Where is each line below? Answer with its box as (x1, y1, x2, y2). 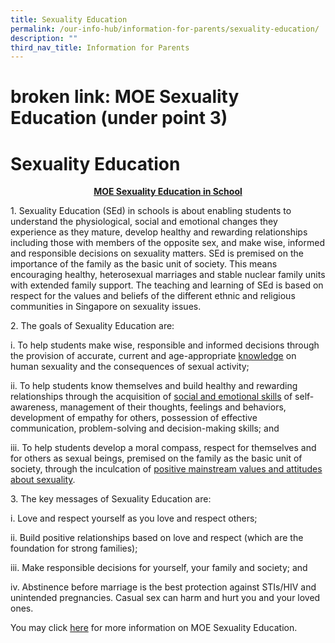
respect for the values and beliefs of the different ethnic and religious (10, 290, 296, 302)
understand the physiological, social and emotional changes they (10, 216, 278, 228)
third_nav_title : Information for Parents (10, 42, 190, 53)
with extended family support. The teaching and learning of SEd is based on (10, 279, 324, 291)
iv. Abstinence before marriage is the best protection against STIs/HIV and (10, 581, 317, 593)
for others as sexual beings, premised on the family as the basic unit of (10, 452, 303, 465)
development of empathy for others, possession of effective (10, 412, 258, 424)
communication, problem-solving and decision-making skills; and (10, 422, 280, 435)
